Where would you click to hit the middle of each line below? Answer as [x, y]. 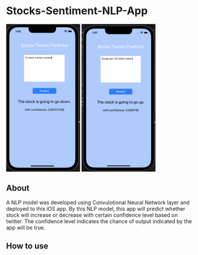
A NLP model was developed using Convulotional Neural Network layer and [98, 202]
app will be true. [26, 227]
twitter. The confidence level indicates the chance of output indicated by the [99, 221]
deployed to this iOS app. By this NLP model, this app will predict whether [96, 208]
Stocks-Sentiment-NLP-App [77, 11]
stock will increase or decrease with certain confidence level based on [92, 215]
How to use [27, 246]
